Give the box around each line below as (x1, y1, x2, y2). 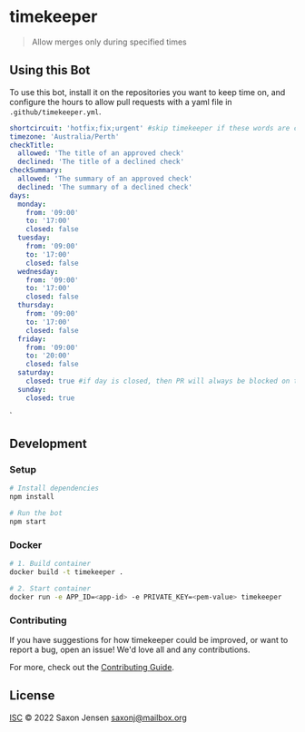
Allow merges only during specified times (31, 36, 188, 47)
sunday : (17, 385, 47, 394)
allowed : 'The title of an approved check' (17, 149, 184, 158)
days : (9, 190, 30, 200)
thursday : (17, 301, 54, 310)
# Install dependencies (9, 483, 100, 493)
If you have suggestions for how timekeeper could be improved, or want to (9, 634, 289, 645)
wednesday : (17, 267, 59, 276)
